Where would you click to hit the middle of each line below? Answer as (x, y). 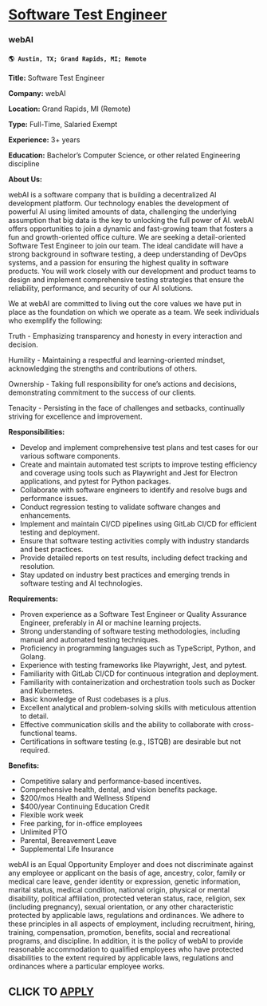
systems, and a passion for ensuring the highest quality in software (118, 263)
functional (36, 734)
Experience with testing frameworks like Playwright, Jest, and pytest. (133, 666)
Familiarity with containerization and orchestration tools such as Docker (137, 682)
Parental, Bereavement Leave (68, 841)
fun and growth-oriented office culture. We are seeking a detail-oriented (127, 237)
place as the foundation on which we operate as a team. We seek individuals (134, 312)
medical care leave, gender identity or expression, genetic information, (124, 881)
